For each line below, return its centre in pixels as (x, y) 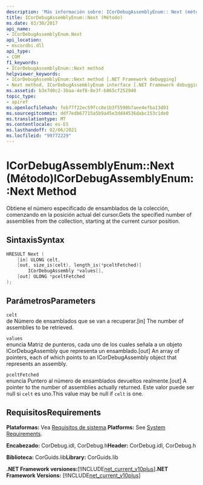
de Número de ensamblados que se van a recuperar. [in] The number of (95, 321)
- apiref (17, 102)
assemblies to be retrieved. (40, 327)
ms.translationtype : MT (36, 119)
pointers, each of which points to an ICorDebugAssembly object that (92, 357)
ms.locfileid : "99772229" (39, 136)
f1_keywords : (23, 62)
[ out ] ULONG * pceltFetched (51, 277)
